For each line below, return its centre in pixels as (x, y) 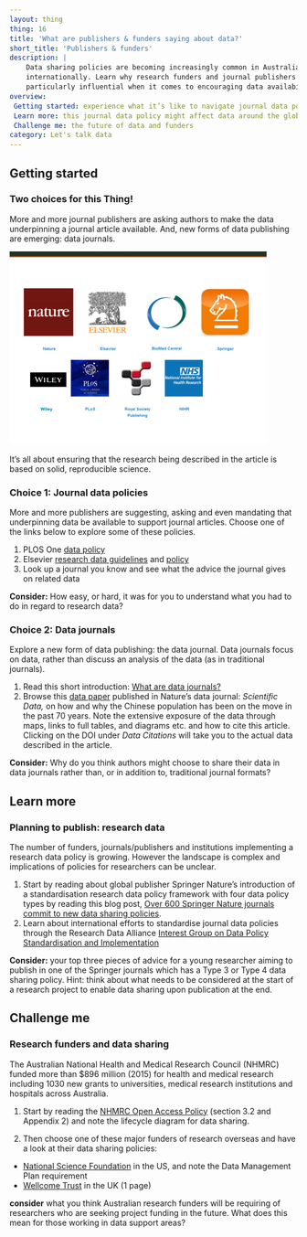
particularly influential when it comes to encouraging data (144, 87)
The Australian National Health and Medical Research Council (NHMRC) (144, 1064)
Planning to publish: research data (87, 827)
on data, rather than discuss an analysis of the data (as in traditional (137, 659)
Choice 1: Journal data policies (79, 492)
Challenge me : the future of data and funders (104, 125)
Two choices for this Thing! (72, 199)
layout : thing (37, 19)
